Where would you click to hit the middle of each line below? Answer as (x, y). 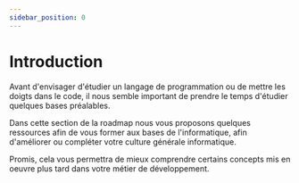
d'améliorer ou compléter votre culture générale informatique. (123, 141)
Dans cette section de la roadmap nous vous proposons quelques (130, 122)
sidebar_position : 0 (48, 17)
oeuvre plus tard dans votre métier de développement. (109, 168)
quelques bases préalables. (60, 105)
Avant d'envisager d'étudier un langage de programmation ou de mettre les (147, 87)
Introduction (56, 61)
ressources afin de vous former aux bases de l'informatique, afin (128, 132)
